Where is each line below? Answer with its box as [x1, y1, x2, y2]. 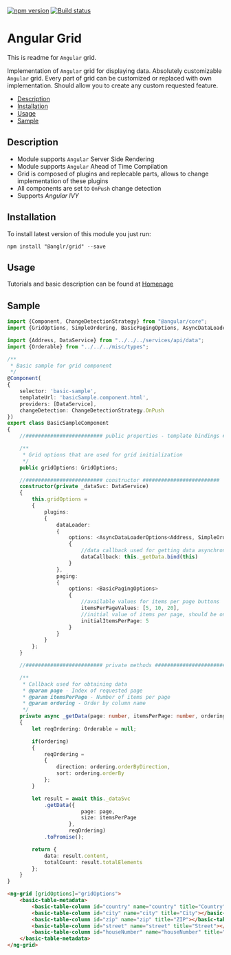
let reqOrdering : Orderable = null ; [32, 725, 137, 733]
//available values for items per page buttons [80, 598, 220, 605]
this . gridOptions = [32, 496, 88, 503]
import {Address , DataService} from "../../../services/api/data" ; [7, 337, 205, 344]
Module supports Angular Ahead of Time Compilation [16, 162, 168, 170]
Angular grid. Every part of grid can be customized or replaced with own [7, 74, 212, 82]
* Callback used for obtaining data [22, 680, 128, 688]
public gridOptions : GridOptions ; [19, 464, 118, 471]
